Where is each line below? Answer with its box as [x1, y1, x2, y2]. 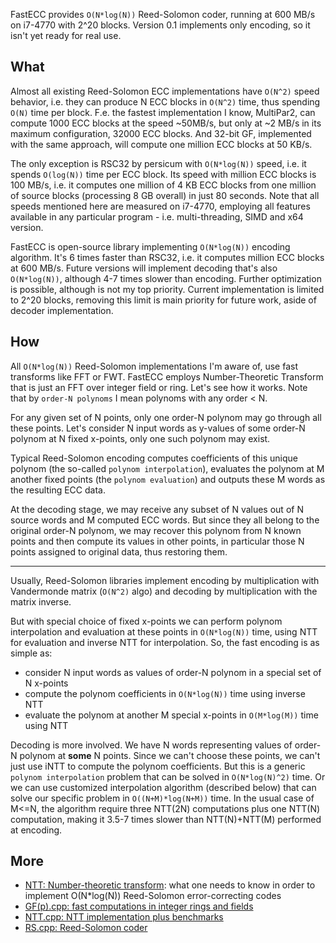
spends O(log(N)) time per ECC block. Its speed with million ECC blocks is [10, 168, 317, 180]
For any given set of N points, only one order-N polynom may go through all [10, 411, 322, 423]
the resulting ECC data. [10, 484, 106, 496]
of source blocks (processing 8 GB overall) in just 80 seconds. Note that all [10, 189, 320, 201]
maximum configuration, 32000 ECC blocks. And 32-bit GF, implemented [10, 127, 312, 139]
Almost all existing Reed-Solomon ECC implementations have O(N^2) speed [10, 85, 320, 97]
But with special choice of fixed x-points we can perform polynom [10, 615, 283, 627]
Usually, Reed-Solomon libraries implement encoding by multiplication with [10, 574, 320, 586]
